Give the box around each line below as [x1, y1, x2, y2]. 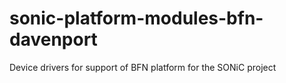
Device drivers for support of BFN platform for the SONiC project [9, 61, 277, 73]
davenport [9, 28, 98, 51]
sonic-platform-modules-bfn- [9, 7, 264, 30]
